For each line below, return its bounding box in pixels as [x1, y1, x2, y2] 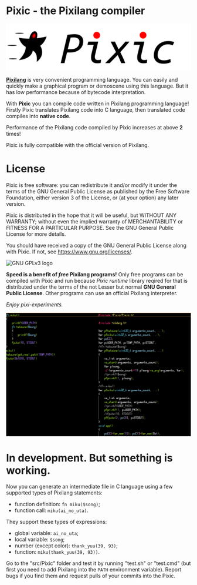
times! [6, 130, 21, 137]
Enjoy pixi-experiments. [6, 301, 63, 308]
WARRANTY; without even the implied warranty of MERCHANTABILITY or [6, 218, 184, 225]
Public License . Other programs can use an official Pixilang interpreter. [6, 289, 178, 296]
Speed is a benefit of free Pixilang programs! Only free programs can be [6, 270, 184, 278]
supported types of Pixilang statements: [6, 489, 103, 496]
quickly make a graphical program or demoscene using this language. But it [6, 82, 189, 89]
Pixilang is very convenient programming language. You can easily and [6, 76, 178, 83]
